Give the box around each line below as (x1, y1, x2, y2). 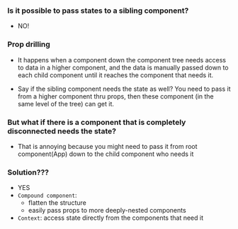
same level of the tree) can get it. (17, 99, 115, 108)
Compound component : (17, 191, 77, 200)
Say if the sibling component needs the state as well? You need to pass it (17, 84, 231, 93)
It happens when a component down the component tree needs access (17, 55, 227, 64)
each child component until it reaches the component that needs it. (17, 70, 214, 79)
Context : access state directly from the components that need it (17, 213, 204, 222)
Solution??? (7, 167, 50, 177)
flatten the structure (28, 199, 86, 207)
